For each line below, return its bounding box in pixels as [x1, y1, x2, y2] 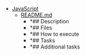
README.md [20, 11, 53, 19]
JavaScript [11, 5, 39, 12]
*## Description [29, 18, 69, 25]
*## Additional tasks [29, 43, 81, 50]
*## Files [29, 24, 53, 31]
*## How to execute [29, 30, 79, 38]
